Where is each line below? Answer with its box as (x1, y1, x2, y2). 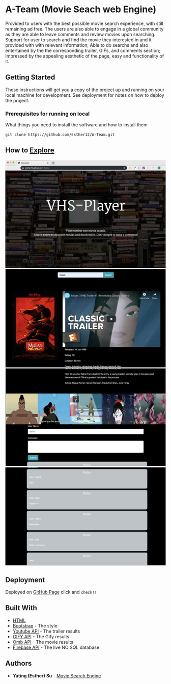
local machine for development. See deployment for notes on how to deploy (5, 92, 164, 98)
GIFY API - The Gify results (12, 633, 70, 640)
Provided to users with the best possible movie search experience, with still (5, 20, 164, 26)
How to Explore (5, 146, 54, 155)
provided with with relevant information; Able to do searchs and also (5, 42, 149, 48)
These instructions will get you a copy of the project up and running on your (5, 87, 164, 93)
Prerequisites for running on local (5, 110, 90, 117)
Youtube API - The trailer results (12, 628, 80, 634)
